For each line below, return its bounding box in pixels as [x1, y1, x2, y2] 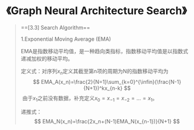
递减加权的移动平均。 [20, 55, 73, 62]
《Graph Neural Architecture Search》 [6, 4, 187, 18]
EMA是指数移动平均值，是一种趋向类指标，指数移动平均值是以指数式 [20, 47, 189, 54]
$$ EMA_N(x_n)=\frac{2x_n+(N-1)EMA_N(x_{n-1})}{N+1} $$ [34, 118, 180, 125]
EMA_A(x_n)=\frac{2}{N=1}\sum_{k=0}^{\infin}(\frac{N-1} [41, 78, 182, 85]
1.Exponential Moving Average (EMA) [20, 35, 112, 43]
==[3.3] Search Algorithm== [20, 24, 90, 31]
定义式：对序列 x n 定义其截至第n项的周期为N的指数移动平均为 [20, 67, 169, 76]
